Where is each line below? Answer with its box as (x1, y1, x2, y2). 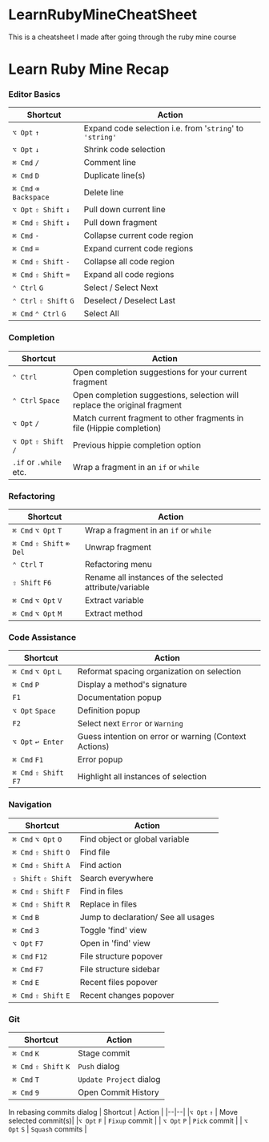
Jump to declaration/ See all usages (79, 911, 215, 923)
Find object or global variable (79, 833, 190, 844)
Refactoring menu (84, 559, 152, 570)
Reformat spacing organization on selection (77, 666, 242, 678)
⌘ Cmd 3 (12, 926, 40, 935)
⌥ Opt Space (12, 706, 56, 716)
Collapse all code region (83, 256, 175, 267)
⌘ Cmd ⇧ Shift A (12, 861, 70, 870)
